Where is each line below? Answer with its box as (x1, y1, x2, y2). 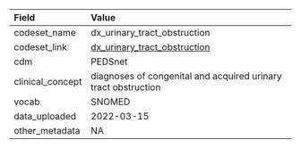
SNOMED (90, 95, 131, 108)
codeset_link (13, 41, 67, 53)
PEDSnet (90, 55, 128, 68)
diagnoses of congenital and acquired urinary (90, 70, 282, 82)
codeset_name (13, 27, 76, 38)
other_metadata (13, 125, 81, 136)
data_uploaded (13, 111, 77, 122)
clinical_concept (13, 76, 82, 87)
